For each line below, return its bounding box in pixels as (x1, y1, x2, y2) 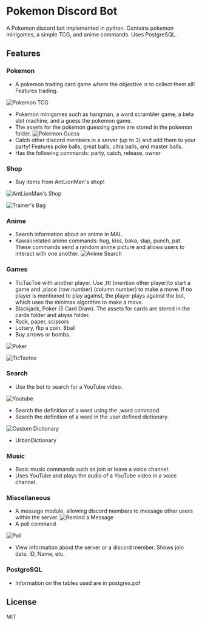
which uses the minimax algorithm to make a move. (15, 298, 144, 306)
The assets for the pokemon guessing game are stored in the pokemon (15, 123, 193, 131)
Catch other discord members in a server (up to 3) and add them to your (15, 136, 196, 143)
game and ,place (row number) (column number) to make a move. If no (15, 285, 192, 293)
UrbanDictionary (15, 436, 56, 444)
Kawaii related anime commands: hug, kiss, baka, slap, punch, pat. (15, 237, 182, 244)
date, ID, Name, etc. (15, 550, 65, 558)
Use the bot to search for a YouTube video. (15, 383, 123, 390)
